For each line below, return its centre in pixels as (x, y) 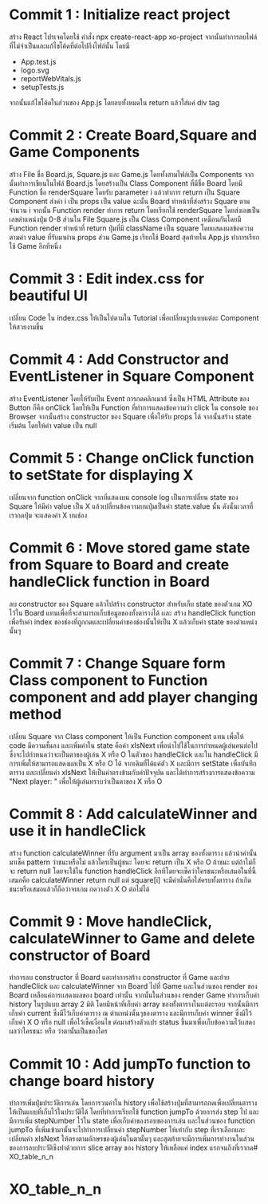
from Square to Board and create (119, 565)
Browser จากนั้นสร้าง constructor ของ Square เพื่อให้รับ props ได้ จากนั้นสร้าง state (130, 416)
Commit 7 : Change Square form (117, 663)
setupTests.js (42, 87)
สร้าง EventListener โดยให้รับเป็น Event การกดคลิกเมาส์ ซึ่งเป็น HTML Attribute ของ (129, 398)
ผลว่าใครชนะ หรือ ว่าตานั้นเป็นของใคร (59, 1031)
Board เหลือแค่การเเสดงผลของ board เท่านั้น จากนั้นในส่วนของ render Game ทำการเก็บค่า (134, 995)
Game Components (75, 152)
